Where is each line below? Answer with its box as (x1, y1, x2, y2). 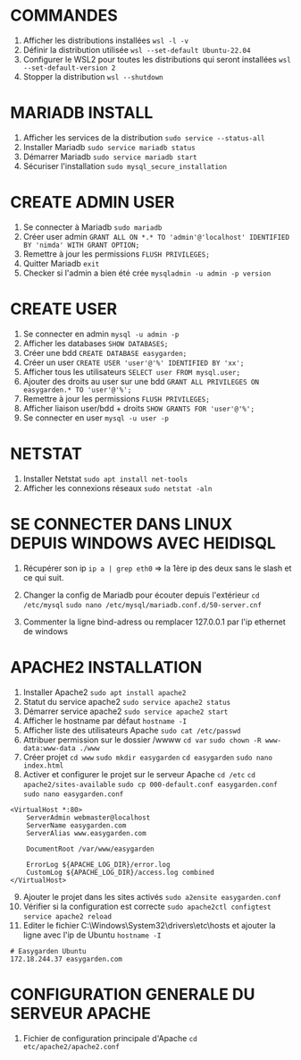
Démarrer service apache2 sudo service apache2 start (22, 706, 229, 717)
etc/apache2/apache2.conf (22, 1042, 120, 1051)
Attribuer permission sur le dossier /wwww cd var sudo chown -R (22, 734, 262, 745)
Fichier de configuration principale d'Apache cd (22, 1032, 197, 1043)
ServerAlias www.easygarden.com (26, 828, 146, 837)
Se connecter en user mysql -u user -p (22, 412, 169, 423)
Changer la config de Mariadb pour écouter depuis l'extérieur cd (22, 589, 260, 600)
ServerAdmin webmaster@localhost (26, 813, 151, 822)
